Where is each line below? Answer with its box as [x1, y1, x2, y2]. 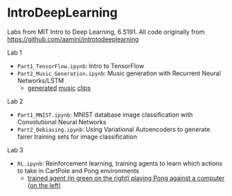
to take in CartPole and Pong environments [17, 166, 139, 175]
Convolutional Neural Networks [17, 117, 107, 126]
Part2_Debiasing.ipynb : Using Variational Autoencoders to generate [17, 125, 211, 133]
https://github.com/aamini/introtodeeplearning [7, 35, 139, 43]
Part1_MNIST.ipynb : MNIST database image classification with [17, 110, 193, 119]
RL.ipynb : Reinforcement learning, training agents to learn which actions [17, 159, 223, 167]
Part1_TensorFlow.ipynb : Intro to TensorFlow [17, 61, 144, 70]
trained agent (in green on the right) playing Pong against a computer [27, 174, 225, 182]
